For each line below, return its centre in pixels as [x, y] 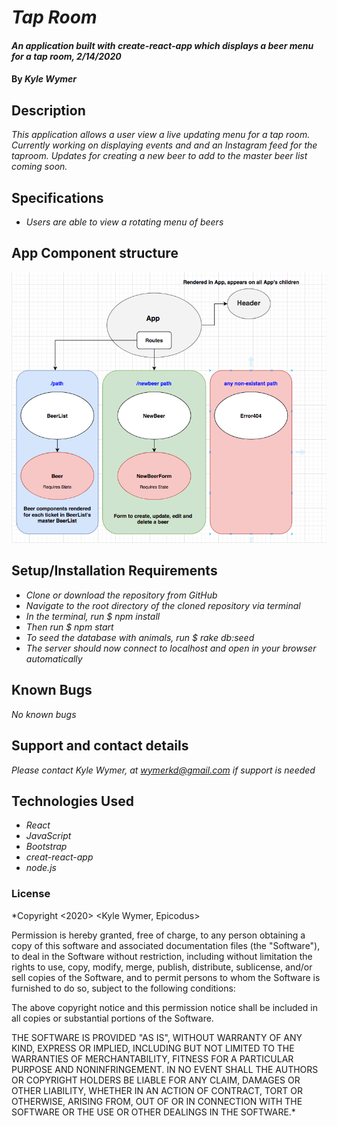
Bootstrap [46, 847]
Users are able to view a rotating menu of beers [124, 222]
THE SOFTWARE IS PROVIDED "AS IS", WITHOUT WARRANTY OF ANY [157, 1037]
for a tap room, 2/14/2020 [66, 56]
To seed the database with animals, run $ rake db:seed [140, 637]
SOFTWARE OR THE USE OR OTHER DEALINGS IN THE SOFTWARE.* [153, 1112]
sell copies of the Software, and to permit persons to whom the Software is [166, 977]
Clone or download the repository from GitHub [121, 595]
